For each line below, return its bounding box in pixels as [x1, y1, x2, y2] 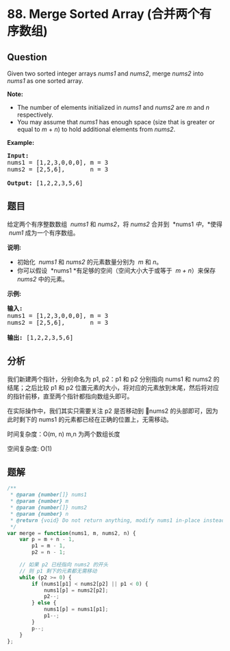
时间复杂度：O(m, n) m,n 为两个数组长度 [7, 430, 120, 438]
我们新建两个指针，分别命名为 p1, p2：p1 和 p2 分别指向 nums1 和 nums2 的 [7, 375, 220, 383]
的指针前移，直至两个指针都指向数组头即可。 [7, 392, 133, 400]
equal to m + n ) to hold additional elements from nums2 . [16, 125, 176, 133]
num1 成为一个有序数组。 [8, 228, 79, 237]
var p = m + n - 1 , [19, 536, 75, 543]
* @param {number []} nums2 [10, 504, 88, 512]
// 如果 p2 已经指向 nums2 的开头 [19, 561, 108, 569]
